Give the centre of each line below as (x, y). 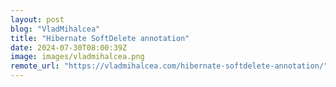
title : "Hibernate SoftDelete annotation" (100, 38)
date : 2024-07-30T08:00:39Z (69, 47)
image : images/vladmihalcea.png (77, 57)
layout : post (37, 19)
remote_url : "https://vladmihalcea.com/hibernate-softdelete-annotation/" (169, 66)
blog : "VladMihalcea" (55, 29)
